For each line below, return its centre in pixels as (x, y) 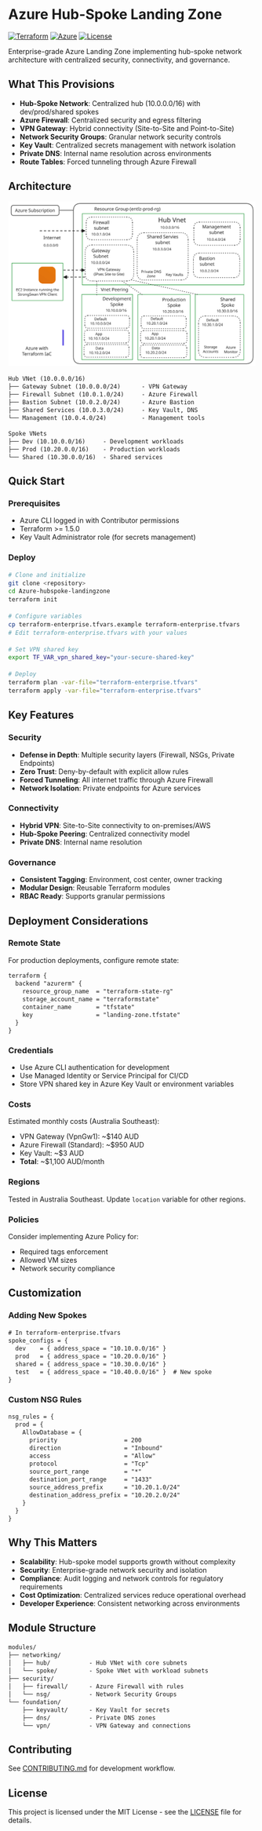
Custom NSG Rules (45, 1399)
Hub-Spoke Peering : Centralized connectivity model (105, 833)
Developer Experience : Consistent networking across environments (130, 1603)
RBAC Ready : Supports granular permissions (92, 896)
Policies (24, 1220)
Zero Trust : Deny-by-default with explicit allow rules (104, 771)
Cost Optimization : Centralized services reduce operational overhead (133, 1595)
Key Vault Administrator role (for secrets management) (107, 537)
